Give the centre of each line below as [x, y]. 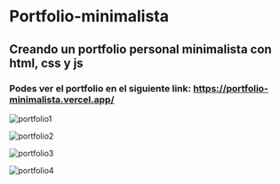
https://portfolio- [231, 88]
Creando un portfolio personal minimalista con [141, 49]
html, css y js [46, 63]
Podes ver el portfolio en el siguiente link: [100, 88]
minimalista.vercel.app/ [62, 100]
